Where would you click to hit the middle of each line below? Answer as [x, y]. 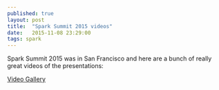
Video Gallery [27, 79]
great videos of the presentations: [55, 66]
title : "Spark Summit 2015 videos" [60, 26]
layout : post [26, 20]
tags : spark [24, 39]
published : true [30, 13]
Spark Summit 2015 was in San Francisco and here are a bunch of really [109, 58]
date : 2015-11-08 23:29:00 [49, 33]
